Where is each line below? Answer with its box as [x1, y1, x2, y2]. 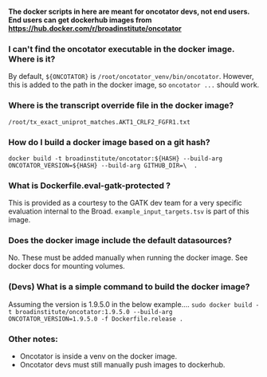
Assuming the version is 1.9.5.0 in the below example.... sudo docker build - [8, 299, 260, 309]
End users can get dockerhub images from [8, 15, 152, 25]
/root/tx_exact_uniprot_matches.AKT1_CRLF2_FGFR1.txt [8, 118, 191, 126]
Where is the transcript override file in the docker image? [8, 100, 234, 111]
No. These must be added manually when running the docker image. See [8, 253, 249, 262]
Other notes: [8, 333, 58, 344]
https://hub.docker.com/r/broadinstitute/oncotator [8, 24, 182, 33]
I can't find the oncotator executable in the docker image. [8, 43, 235, 54]
